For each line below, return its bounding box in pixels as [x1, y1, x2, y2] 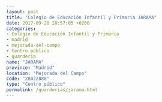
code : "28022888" [6, 76, 50, 82]
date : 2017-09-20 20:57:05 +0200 [6, 20, 90, 26]
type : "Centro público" [6, 82, 66, 88]
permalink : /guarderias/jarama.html [6, 87, 98, 93]
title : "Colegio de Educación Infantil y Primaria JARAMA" [6, 14, 157, 20]
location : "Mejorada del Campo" [6, 70, 87, 76]
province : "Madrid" [6, 64, 55, 71]
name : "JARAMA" [6, 59, 44, 65]
